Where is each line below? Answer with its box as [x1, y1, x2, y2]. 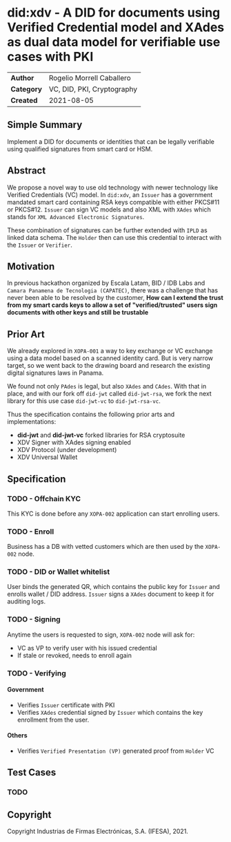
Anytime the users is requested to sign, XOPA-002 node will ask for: [7, 630, 195, 639]
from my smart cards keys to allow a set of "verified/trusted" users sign [7, 301, 218, 309]
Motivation [7, 261, 55, 272]
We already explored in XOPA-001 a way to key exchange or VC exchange [7, 347, 213, 355]
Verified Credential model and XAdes [7, 19, 225, 35]
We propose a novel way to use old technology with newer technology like [7, 183, 219, 191]
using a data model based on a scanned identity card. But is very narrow [7, 354, 214, 362]
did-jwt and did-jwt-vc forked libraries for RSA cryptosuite [17, 431, 185, 440]
